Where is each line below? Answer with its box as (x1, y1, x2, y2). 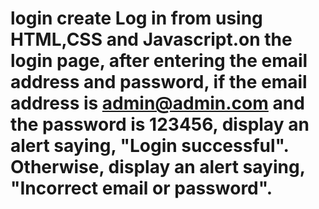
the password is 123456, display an (10, 113, 310, 136)
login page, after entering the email (10, 50, 308, 72)
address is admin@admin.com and (10, 92, 305, 115)
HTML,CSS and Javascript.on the (10, 28, 293, 51)
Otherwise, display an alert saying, (10, 156, 306, 179)
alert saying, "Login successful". (10, 135, 289, 157)
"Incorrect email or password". (10, 177, 273, 200)
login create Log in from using (10, 7, 263, 30)
